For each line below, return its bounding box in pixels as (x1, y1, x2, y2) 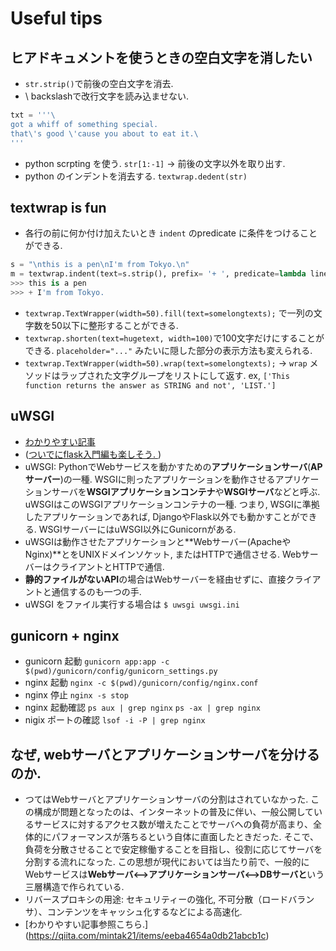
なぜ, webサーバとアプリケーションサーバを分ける (10, 746, 320, 763)
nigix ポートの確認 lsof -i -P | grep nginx (24, 714, 206, 726)
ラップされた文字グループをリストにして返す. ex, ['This (59, 369, 290, 381)
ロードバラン (261, 893, 315, 906)
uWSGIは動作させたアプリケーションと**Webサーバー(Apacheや (24, 535, 292, 547)
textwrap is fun (10, 199, 107, 216)
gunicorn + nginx (10, 628, 120, 645)
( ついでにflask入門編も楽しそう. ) (24, 448, 162, 460)
